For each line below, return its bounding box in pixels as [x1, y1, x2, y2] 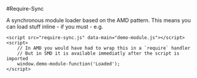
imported [6, 56, 28, 62]
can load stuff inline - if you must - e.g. [6, 23, 104, 30]
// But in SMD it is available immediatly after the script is [17, 50, 180, 56]
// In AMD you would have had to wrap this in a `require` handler [17, 45, 190, 51]
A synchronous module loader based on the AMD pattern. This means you [6, 17, 192, 23]
